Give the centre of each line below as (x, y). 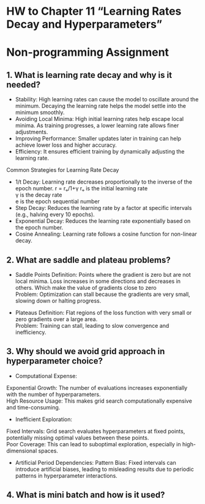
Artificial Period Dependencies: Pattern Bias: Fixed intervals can (95, 462)
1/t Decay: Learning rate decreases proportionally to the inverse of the (104, 182)
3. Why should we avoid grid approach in (86, 351)
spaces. (48, 451)
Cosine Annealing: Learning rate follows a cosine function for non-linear (106, 234)
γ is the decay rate (39, 195)
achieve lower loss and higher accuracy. (66, 145)
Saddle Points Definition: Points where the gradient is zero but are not (103, 275)
